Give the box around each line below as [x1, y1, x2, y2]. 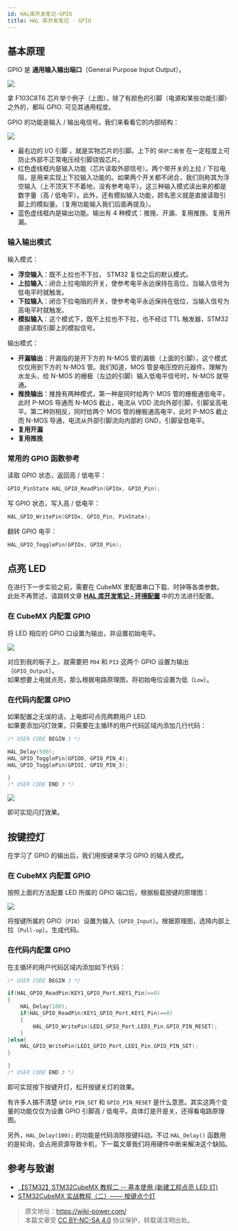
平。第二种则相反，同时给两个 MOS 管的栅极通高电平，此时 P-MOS [17, 407, 215, 415]
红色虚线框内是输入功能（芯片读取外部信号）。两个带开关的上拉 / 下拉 [17, 165, 220, 173]
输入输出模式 [7, 237, 52, 247]
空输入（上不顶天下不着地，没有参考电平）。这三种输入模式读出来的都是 [17, 182, 227, 191]
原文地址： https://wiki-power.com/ [24, 1207, 126, 1215]
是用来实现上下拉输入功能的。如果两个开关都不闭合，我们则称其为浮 [30, 173, 229, 182]
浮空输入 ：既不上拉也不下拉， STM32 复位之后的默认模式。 [17, 270, 193, 279]
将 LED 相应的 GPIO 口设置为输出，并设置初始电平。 [7, 628, 160, 638]
